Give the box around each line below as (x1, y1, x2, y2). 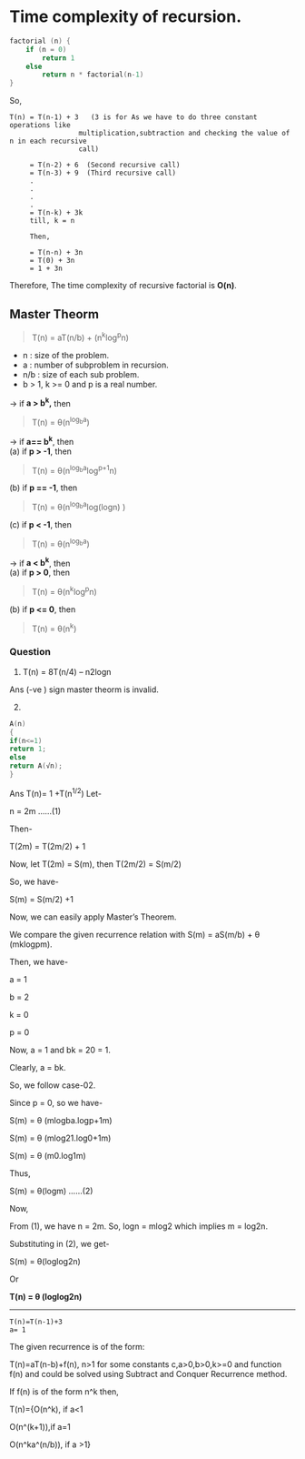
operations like (9, 121, 71, 130)
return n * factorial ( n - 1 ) (42, 70, 144, 79)
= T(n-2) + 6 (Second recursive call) (29, 161, 181, 170)
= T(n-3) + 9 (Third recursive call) (29, 168, 177, 178)
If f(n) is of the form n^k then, (9, 1385, 120, 1397)
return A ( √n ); (9, 761, 64, 770)
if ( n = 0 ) (25, 45, 67, 54)
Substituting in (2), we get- (9, 1238, 110, 1249)
